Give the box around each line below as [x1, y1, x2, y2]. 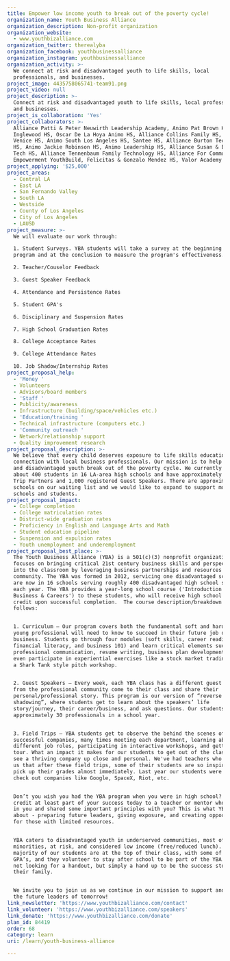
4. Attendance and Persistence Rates [13, 288, 121, 295]
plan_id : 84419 [7, 919, 51, 925]
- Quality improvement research [13, 439, 106, 446]
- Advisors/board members [13, 388, 88, 395]
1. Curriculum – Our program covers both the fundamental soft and [13, 623, 210, 630]
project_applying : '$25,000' [7, 162, 90, 170]
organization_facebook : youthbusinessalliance [7, 49, 142, 55]
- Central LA [13, 175, 51, 182]
